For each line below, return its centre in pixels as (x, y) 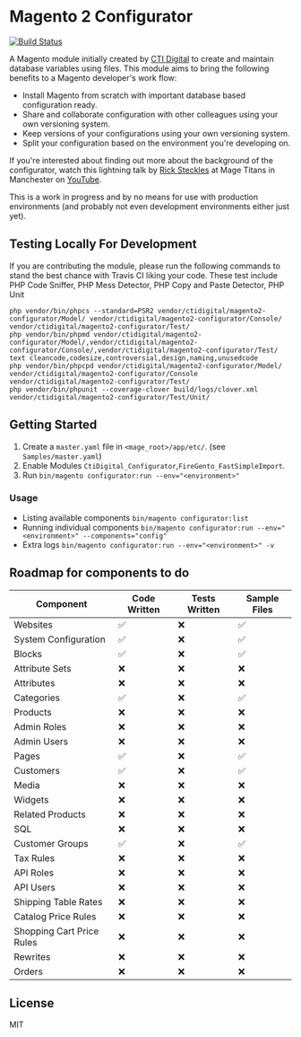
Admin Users (41, 741)
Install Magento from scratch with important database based (134, 95)
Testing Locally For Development (103, 244)
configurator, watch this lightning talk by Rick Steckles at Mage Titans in (142, 170)
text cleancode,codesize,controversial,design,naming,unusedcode (133, 358)
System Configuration (60, 639)
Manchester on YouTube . (56, 179)
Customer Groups (51, 843)
